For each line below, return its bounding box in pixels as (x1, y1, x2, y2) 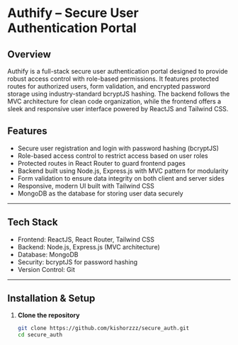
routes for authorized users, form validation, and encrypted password (7, 82, 210, 90)
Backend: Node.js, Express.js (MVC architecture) (17, 242, 161, 251)
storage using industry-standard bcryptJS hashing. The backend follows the (7, 90, 230, 98)
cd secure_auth (17, 332, 63, 339)
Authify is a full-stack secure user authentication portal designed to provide (7, 67, 228, 75)
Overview (7, 48, 52, 60)
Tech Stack (7, 216, 58, 228)
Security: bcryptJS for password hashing (17, 257, 138, 266)
